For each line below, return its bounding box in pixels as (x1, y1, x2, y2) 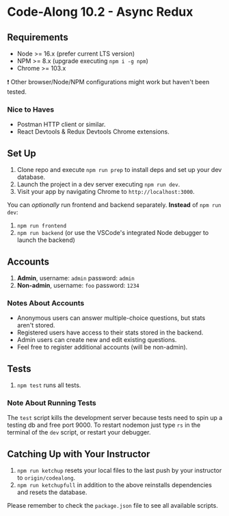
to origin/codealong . (16, 474, 76, 482)
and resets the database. (16, 488, 87, 497)
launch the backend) (16, 236, 75, 244)
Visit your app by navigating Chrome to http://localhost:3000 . (16, 188, 195, 196)
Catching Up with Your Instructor (7, 448, 150, 460)
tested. (7, 88, 27, 96)
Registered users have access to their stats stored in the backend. (16, 328, 204, 336)
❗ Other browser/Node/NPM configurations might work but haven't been (7, 78, 210, 86)
